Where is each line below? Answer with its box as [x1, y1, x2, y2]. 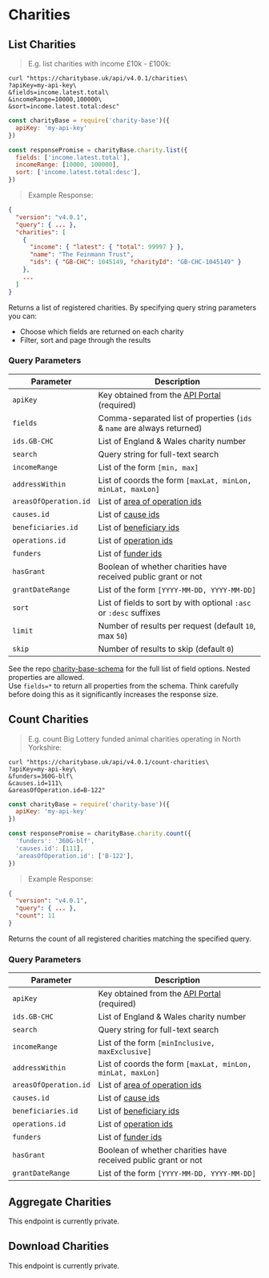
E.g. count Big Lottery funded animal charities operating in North [27, 734, 242, 743]
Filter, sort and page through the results [19, 335, 151, 344]
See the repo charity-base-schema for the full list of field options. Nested [8, 664, 251, 674]
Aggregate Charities [8, 1195, 112, 1209]
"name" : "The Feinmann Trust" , [29, 250, 134, 258]
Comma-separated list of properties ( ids [98, 412, 252, 423]
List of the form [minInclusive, [98, 1037, 215, 1048]
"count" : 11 [15, 912, 56, 920]
